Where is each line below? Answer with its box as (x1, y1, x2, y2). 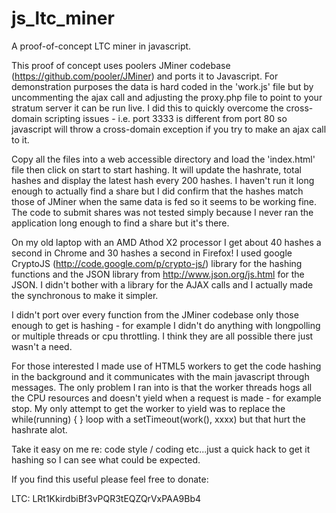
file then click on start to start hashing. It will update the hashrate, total (11, 163, 302, 176)
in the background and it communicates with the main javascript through (11, 370, 310, 382)
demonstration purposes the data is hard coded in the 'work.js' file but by (11, 80, 314, 92)
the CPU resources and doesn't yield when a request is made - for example (11, 392, 322, 404)
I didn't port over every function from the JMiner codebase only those (11, 308, 299, 321)
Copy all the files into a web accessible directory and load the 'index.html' (11, 153, 316, 165)
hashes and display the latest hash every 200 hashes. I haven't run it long (11, 174, 315, 186)
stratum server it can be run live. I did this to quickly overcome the (11, 102, 284, 114)
